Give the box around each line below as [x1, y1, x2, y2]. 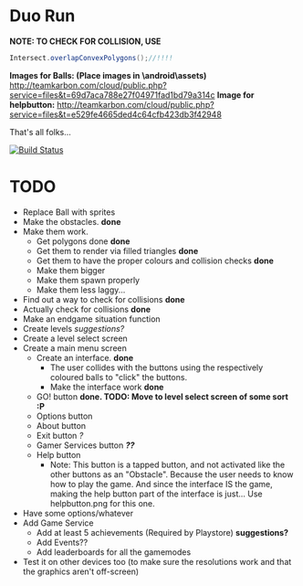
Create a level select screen [22, 333, 128, 344]
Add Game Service [22, 517, 94, 528]
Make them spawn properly [36, 274, 140, 285]
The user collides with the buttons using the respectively [49, 362, 264, 373]
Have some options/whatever [22, 507, 134, 518]
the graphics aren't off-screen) [22, 566, 140, 577]
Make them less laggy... [36, 284, 126, 295]
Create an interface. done [36, 352, 134, 363]
